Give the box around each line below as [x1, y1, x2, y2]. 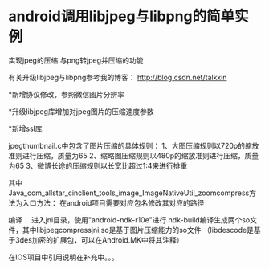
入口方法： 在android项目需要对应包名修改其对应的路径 [22, 198, 205, 207]
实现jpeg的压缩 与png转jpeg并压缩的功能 [8, 55, 144, 65]
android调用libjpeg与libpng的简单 [8, 7, 235, 26]
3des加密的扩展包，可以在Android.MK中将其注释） [14, 234, 184, 245]
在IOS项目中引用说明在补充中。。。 [8, 252, 119, 262]
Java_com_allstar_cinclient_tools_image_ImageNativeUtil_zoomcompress [8, 188, 250, 198]
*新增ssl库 [8, 124, 43, 133]
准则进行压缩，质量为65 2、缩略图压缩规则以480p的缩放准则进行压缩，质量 [8, 150, 259, 161]
